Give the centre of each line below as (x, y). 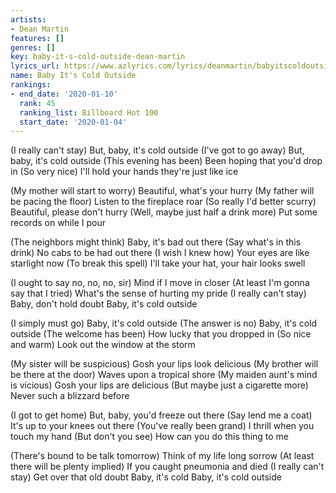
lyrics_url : (35, 66)
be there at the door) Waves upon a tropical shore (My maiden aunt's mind (164, 375)
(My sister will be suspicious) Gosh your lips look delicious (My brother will (164, 364)
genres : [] (33, 47)
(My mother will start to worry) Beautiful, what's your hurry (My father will (162, 191)
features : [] (37, 38)
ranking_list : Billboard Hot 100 (89, 112)
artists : (28, 19)
